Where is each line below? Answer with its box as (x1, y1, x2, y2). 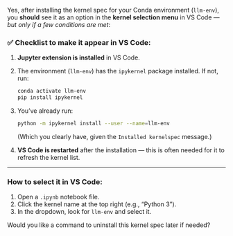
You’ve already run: (17, 107, 74, 115)
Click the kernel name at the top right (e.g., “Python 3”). (17, 200, 177, 208)
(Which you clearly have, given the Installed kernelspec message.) (17, 132, 212, 140)
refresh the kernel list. (17, 153, 80, 161)
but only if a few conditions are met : (7, 21, 111, 28)
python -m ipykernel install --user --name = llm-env (17, 120, 170, 127)
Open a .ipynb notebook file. (17, 193, 100, 201)
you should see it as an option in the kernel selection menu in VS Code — (7, 13, 220, 21)
